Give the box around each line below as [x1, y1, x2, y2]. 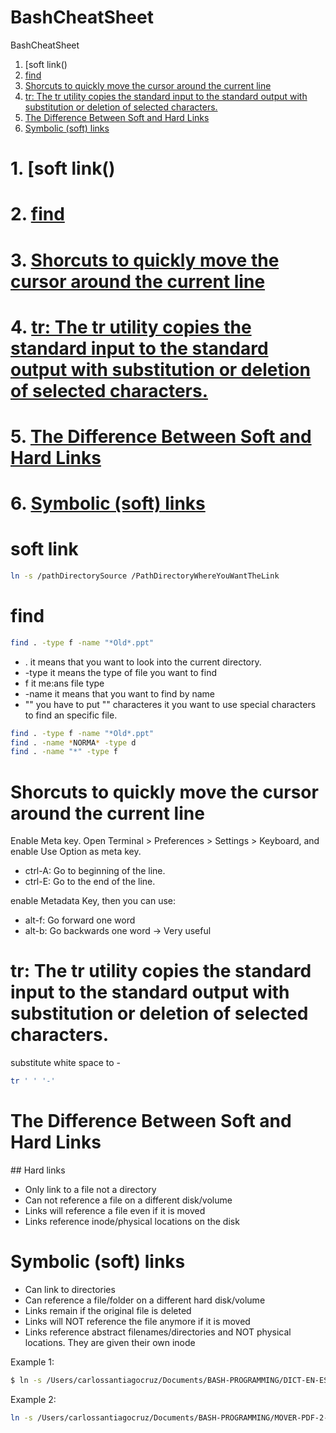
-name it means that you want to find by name [24, 687, 216, 700]
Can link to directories [24, 1283, 116, 1295]
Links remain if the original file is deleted [24, 1304, 192, 1316]
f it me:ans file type [24, 677, 105, 689]
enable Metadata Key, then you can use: [10, 895, 177, 907]
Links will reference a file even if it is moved [24, 1205, 206, 1216]
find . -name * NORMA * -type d [10, 737, 137, 748]
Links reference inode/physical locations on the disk [24, 1216, 240, 1227]
